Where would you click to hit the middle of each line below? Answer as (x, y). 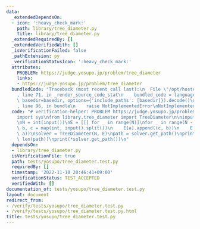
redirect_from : (25, 200)
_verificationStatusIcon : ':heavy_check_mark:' (72, 61)
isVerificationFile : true (44, 156)
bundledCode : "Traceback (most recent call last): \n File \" (90, 89)
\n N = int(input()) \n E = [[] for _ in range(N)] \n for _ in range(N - (105, 123)
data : (13, 12)
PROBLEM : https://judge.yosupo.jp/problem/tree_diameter (89, 73)
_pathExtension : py (36, 56)
